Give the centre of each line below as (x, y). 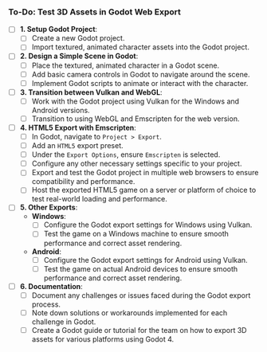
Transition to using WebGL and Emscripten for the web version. (135, 119)
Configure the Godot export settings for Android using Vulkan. (146, 260)
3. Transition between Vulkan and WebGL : (91, 92)
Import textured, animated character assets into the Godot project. (140, 47)
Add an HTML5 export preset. (77, 146)
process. (46, 304)
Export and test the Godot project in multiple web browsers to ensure (145, 173)
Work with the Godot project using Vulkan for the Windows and (135, 101)
